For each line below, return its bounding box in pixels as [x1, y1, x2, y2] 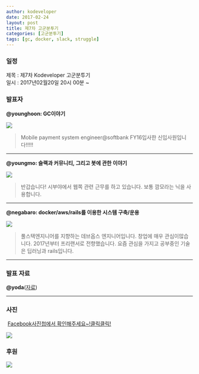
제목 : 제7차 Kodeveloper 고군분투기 [6, 72, 91, 79]
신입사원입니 [158, 134, 187, 141]
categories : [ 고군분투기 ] [6, 31, 64, 37]
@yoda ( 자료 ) [6, 283, 37, 291]
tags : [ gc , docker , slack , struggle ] [6, 36, 99, 42]
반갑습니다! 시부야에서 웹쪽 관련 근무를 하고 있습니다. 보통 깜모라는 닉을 [20, 183, 185, 190]
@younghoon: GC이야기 [6, 110, 66, 117]
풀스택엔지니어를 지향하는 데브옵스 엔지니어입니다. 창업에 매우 [20, 232, 164, 239]
